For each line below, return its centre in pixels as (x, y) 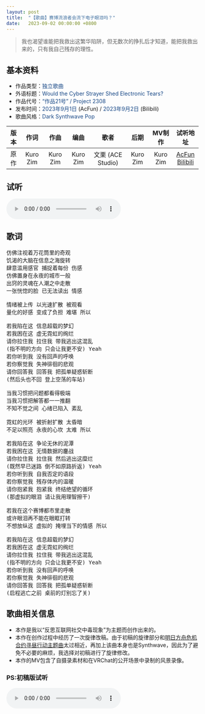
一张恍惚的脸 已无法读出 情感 (44, 291)
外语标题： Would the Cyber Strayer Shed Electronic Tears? (89, 94)
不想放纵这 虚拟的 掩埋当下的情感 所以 (57, 526)
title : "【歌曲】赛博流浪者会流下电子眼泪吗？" (61, 18)
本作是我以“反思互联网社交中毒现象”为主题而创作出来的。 (87, 630)
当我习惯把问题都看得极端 (38, 393)
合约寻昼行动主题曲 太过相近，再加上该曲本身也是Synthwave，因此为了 (104, 645)
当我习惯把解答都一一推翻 (38, 401)
